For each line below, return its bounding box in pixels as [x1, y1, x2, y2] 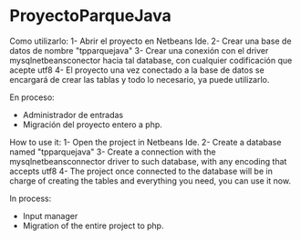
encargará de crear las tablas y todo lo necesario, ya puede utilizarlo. [9, 74, 270, 85]
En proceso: [9, 92, 55, 103]
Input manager [22, 210, 78, 221]
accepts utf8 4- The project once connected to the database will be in [9, 165, 274, 176]
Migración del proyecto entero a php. [22, 119, 162, 130]
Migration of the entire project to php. [22, 220, 164, 231]
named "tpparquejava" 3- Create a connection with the [9, 146, 216, 157]
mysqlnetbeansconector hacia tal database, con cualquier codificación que [9, 55, 293, 65]
